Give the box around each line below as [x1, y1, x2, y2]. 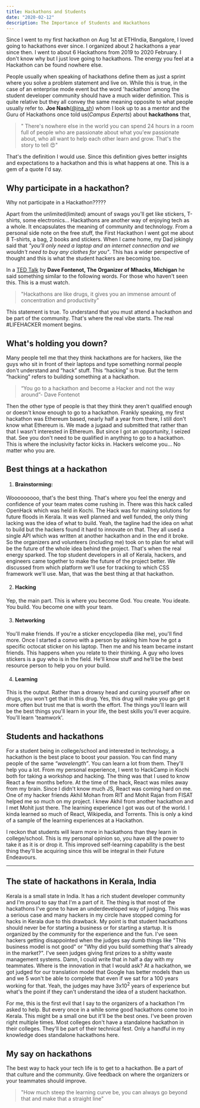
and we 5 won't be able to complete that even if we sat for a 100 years [6, 974, 179, 982]
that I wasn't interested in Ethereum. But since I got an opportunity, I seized [6, 428, 190, 435]
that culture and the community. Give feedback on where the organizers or [6, 1071, 189, 1078]
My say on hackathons [6, 1048, 92, 1059]
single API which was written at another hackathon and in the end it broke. [6, 532, 189, 539]
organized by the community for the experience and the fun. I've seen [6, 930, 178, 938]
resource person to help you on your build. [6, 662, 111, 669]
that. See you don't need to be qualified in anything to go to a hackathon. [6, 434, 186, 441]
